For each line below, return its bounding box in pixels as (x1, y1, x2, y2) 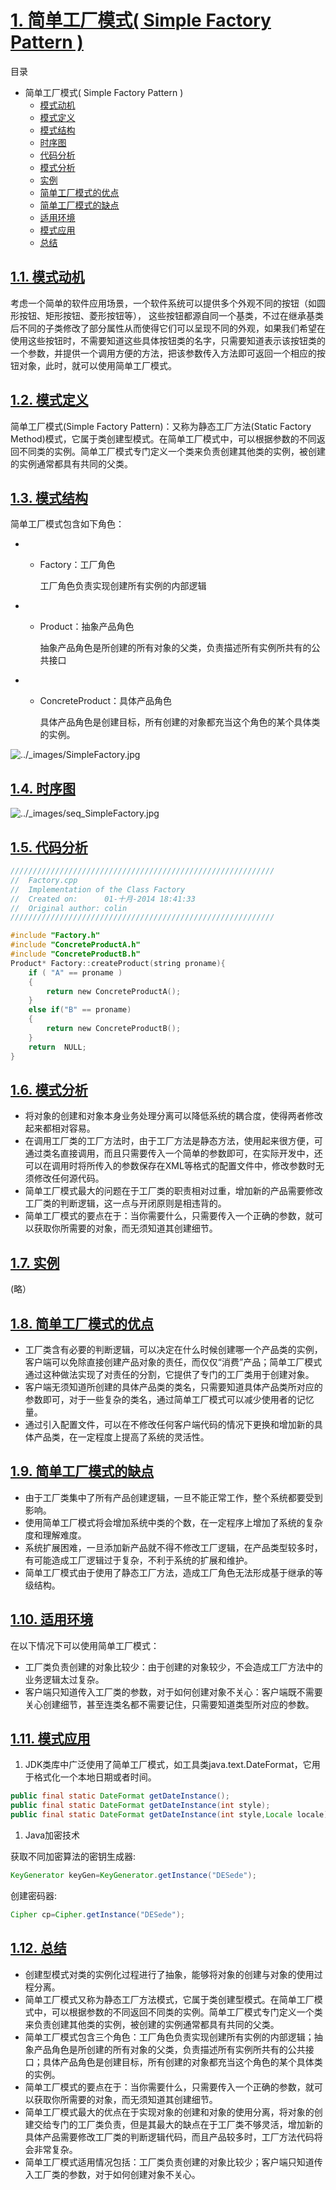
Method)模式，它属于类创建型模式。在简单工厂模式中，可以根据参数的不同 (10, 432, 317, 445)
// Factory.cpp (10, 875, 78, 885)
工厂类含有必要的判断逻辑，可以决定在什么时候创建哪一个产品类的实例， (24, 1343, 323, 1355)
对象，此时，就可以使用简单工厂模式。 (18, 359, 177, 371)
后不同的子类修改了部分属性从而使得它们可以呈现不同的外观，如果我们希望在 (10, 322, 326, 334)
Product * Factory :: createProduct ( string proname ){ (10, 958, 226, 968)
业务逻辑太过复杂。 (24, 1673, 105, 1685)
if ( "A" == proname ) (28, 967, 123, 978)
